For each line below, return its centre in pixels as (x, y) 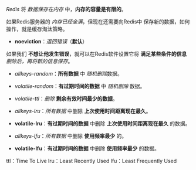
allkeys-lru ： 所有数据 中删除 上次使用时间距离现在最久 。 (83, 111)
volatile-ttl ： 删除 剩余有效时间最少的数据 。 (66, 98)
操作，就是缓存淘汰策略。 (37, 29)
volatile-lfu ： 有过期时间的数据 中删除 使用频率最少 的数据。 (87, 148)
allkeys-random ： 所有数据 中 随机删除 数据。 (69, 74)
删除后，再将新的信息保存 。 (40, 61)
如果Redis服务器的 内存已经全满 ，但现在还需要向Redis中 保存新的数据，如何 (98, 22)
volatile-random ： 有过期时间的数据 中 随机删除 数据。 (80, 86)
